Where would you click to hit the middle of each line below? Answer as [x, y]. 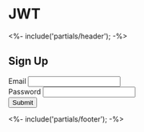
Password [25, 91]
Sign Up [28, 61]
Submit [23, 102]
